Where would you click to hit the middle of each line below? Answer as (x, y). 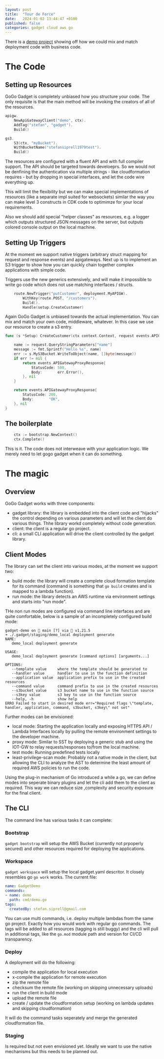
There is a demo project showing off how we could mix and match (72, 42)
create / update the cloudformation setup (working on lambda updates (83, 1003)
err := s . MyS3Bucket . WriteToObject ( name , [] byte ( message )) (75, 354)
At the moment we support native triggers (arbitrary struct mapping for (76, 254)
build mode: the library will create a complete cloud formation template (83, 581)
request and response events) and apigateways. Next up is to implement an (81, 259)
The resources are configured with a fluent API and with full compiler (74, 162)
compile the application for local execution (55, 972)
